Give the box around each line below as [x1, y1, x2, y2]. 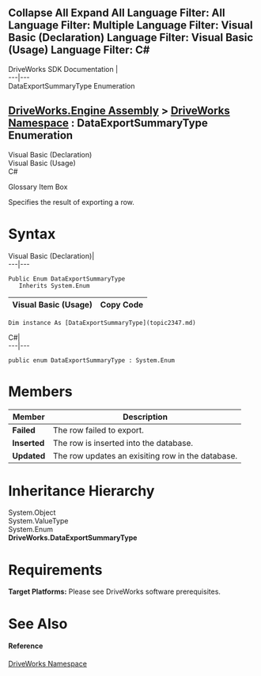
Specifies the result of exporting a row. [8, 197, 134, 206]
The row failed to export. [52, 425, 145, 436]
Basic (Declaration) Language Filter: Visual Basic [8, 31, 254, 44]
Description [122, 411, 168, 422]
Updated [12, 450, 46, 461]
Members [8, 383, 73, 400]
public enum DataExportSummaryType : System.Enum [8, 356, 176, 364]
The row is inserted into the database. [52, 437, 194, 448]
